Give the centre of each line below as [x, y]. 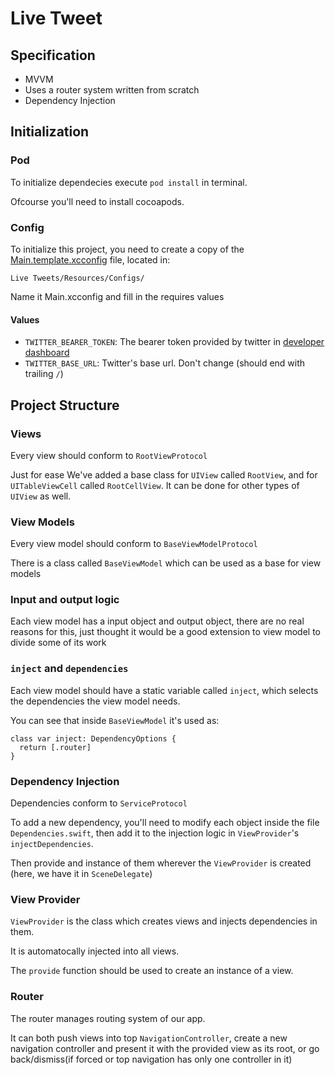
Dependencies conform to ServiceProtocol [99, 803]
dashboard [47, 353]
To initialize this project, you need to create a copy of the [127, 249]
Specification [53, 55]
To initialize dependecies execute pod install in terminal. [129, 182]
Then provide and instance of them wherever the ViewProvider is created [161, 863]
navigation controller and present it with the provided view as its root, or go [165, 1048]
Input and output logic [65, 600]
